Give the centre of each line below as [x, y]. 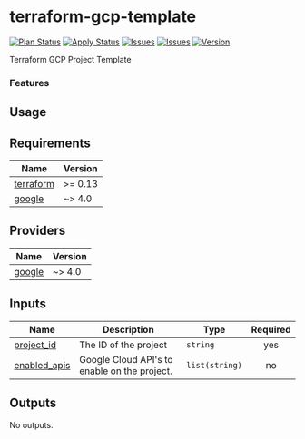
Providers [38, 231]
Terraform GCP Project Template [70, 59]
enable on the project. [125, 371]
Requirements [50, 143]
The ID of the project [123, 345]
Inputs [28, 304]
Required [271, 329]
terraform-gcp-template [103, 17]
